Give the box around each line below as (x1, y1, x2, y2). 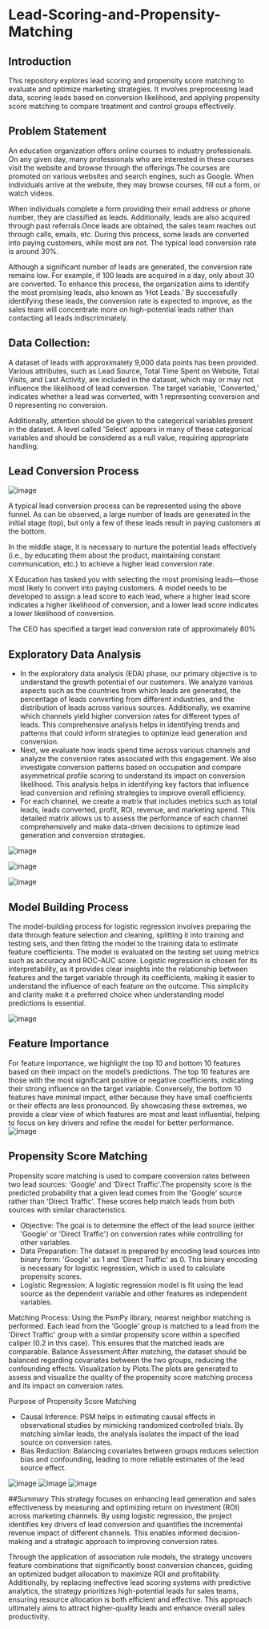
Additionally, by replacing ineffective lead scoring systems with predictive (8, 1577, 251, 1587)
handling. (8, 441, 39, 450)
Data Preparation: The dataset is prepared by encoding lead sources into (19, 1246, 260, 1256)
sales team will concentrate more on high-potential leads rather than (8, 304, 235, 314)
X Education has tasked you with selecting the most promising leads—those (8, 575, 259, 584)
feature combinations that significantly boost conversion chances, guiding (8, 1560, 253, 1570)
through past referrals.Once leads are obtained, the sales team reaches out (8, 220, 256, 230)
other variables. (19, 1237, 72, 1247)
